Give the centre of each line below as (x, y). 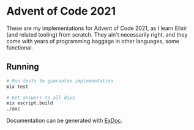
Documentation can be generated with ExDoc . (65, 121)
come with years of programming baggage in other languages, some (93, 41)
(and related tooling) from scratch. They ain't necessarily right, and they (97, 34)
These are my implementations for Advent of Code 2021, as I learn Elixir (97, 28)
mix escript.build (30, 103)
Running (23, 67)
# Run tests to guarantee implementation (60, 81)
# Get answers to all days (41, 98)
